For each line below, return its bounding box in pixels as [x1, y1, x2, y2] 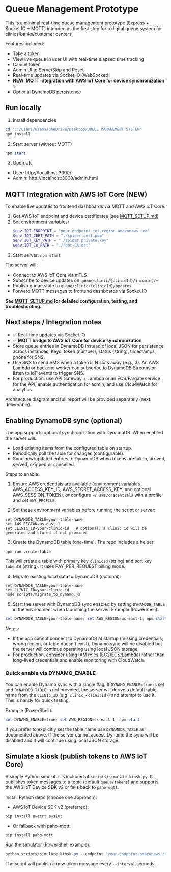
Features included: [5, 40, 44, 46]
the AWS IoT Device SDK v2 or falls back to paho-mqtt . [5, 784, 119, 791]
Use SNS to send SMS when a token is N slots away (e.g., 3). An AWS [12, 359, 159, 365]
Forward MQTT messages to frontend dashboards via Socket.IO [12, 288, 147, 294]
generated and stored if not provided [5, 530, 88, 535]
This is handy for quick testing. [5, 697, 70, 703]
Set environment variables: [12, 219, 69, 225]
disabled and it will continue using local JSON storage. [5, 737, 120, 744]
